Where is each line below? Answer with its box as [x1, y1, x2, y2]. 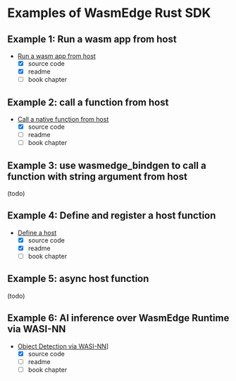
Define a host [17, 228, 57, 237]
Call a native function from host [17, 115, 109, 123]
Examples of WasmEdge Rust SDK [7, 5, 211, 21]
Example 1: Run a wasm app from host [7, 33, 178, 45]
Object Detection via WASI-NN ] [17, 341, 109, 351]
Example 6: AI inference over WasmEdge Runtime [7, 312, 230, 324]
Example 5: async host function [7, 273, 149, 285]
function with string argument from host [7, 170, 188, 182]
